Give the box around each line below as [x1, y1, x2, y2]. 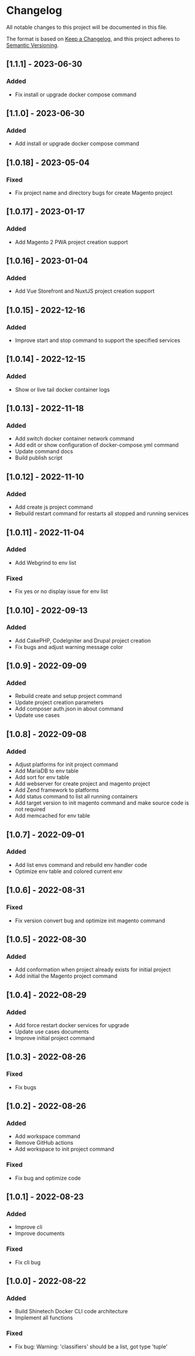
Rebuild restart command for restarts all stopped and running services [14, 510, 189, 517]
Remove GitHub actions [14, 1139, 74, 1146]
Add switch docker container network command [14, 435, 134, 443]
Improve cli [14, 1224, 43, 1231]
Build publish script [14, 454, 63, 461]
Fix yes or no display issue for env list [14, 588, 108, 595]
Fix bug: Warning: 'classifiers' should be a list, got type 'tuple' [14, 1343, 168, 1350]
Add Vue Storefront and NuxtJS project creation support [14, 287, 155, 295]
